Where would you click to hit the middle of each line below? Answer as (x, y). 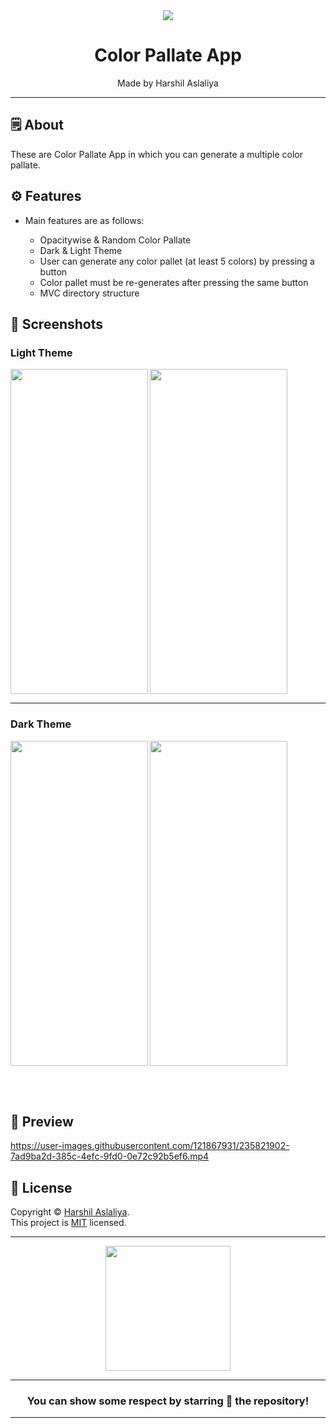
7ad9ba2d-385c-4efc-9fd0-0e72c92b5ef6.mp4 (110, 1156)
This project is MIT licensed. (68, 1223)
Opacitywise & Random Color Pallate (115, 240)
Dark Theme (41, 724)
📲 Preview (42, 1121)
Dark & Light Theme (81, 250)
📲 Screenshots (57, 324)
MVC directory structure (89, 293)
